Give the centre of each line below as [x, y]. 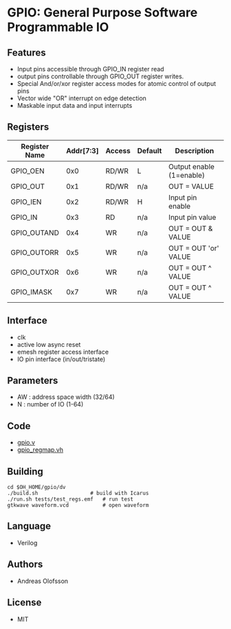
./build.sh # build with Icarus [78, 493]
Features [26, 53]
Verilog [27, 542]
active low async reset [49, 344]
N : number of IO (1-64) [50, 404]
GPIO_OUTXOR [35, 272]
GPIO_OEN [27, 171]
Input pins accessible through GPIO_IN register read [90, 69]
